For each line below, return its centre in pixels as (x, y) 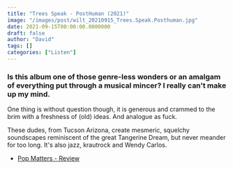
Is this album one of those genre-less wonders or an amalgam (114, 77)
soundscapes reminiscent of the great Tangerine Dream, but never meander (116, 138)
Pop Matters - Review (48, 159)
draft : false (26, 33)
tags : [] (20, 46)
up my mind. (29, 94)
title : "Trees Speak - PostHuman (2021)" (68, 14)
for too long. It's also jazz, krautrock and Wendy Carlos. (87, 145)
